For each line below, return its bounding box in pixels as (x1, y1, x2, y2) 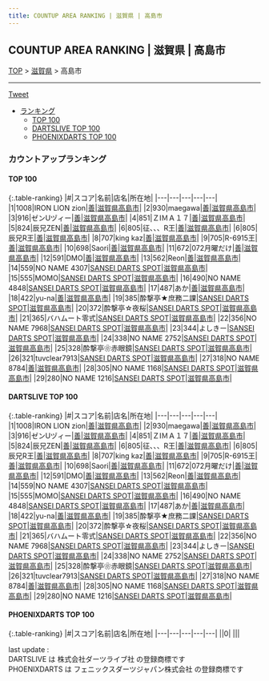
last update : (8, 644, 50, 654)
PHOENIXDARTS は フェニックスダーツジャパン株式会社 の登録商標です (8, 664, 244, 674)
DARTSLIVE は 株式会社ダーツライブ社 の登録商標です (8, 654, 186, 663)
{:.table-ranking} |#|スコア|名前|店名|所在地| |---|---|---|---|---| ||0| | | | (8, 628, 240, 638)
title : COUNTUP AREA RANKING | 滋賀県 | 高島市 (8, 11, 163, 20)
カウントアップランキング (8, 154, 106, 165)
